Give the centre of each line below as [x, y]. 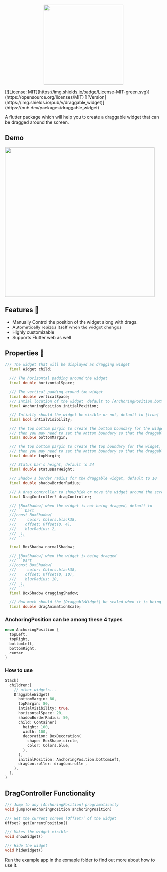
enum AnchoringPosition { [32, 630]
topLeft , [19, 635]
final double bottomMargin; [39, 437]
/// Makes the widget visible [37, 832]
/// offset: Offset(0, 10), [42, 575]
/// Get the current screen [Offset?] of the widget [61, 818]
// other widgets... [35, 690]
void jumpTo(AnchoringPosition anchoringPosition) [59, 809]
